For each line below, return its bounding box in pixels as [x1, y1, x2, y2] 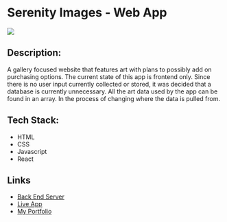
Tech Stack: [7, 115, 60, 126]
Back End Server [16, 192, 65, 201]
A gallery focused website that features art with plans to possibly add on [7, 65, 212, 74]
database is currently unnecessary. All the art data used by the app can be [7, 87, 218, 96]
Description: [7, 47, 62, 59]
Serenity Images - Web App [7, 5, 167, 21]
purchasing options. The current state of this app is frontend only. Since [7, 72, 211, 80]
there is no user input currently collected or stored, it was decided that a [7, 80, 211, 88]
